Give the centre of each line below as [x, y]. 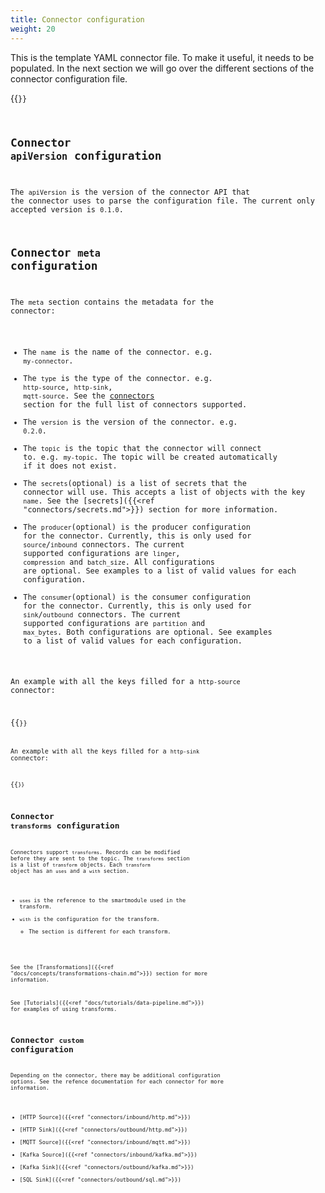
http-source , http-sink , [68, 387]
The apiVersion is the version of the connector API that [130, 192]
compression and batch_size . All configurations [119, 562]
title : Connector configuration [77, 19]
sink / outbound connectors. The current [102, 614]
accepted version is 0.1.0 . [67, 210]
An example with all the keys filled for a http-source [125, 682]
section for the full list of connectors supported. [135, 404]
